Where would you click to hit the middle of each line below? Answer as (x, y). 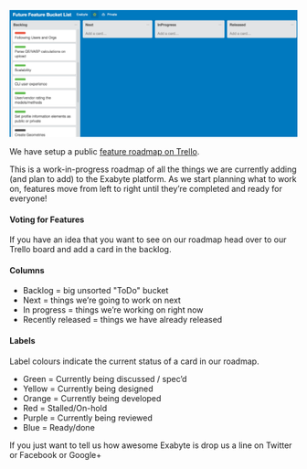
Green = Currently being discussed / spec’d (105, 378)
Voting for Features (47, 219)
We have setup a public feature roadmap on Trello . (105, 151)
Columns (27, 270)
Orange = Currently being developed (92, 398)
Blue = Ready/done (59, 427)
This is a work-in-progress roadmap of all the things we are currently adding (153, 169)
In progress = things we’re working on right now (113, 310)
